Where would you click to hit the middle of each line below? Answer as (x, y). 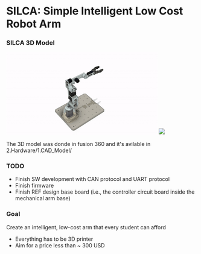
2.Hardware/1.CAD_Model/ (39, 151)
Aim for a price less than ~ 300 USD (60, 245)
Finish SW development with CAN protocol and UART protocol (92, 179)
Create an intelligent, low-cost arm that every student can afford (86, 227)
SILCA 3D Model (30, 43)
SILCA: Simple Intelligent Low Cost (95, 11)
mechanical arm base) (43, 198)
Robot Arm (34, 24)
